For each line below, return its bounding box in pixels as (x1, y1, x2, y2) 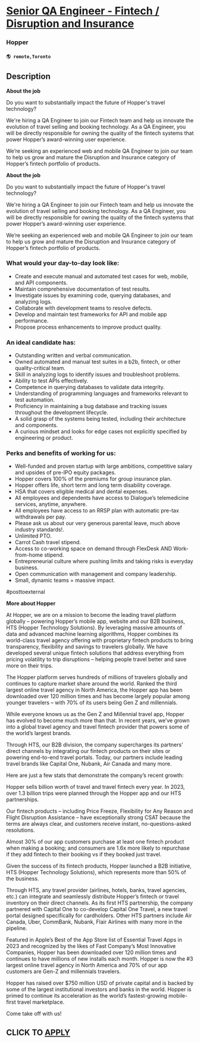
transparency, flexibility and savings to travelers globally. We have (6, 643, 168, 650)
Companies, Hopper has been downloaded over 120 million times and (6, 949, 177, 956)
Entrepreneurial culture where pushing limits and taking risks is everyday (14, 558, 193, 565)
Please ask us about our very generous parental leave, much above (14, 520, 180, 527)
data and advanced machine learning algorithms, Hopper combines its (6, 631, 179, 638)
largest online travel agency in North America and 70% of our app (6, 962, 168, 969)
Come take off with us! (6, 1010, 62, 1017)
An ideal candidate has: (6, 338, 76, 347)
